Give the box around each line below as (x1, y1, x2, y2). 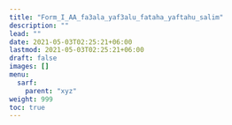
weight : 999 (9, 94, 53, 104)
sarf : (17, 78, 38, 87)
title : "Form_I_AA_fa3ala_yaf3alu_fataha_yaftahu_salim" (9, 12, 224, 22)
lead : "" (9, 29, 42, 38)
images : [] (9, 62, 50, 71)
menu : (9, 70, 29, 79)
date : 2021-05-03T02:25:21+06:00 (9, 37, 133, 47)
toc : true (9, 103, 46, 112)
